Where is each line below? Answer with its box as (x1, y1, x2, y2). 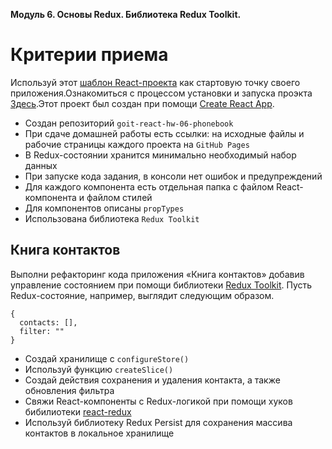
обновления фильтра (24, 384, 115, 396)
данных (24, 159, 58, 171)
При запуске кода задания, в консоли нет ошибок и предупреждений (24, 170, 323, 182)
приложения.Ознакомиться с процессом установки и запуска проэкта (10, 87, 313, 99)
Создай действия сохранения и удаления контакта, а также (24, 374, 281, 386)
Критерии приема (10, 44, 169, 66)
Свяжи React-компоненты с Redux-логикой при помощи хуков (24, 395, 293, 407)
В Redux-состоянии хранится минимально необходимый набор (24, 149, 297, 161)
